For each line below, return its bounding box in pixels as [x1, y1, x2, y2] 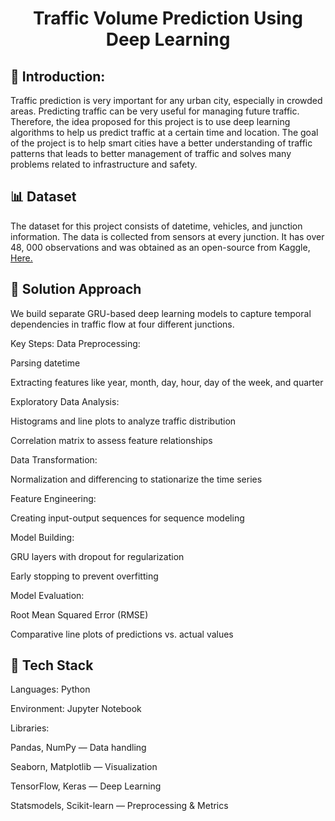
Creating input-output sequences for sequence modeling [10, 512, 245, 524]
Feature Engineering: [10, 492, 97, 504]
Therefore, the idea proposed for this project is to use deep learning [10, 116, 291, 127]
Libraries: [10, 722, 50, 734]
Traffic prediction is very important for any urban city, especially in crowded [10, 95, 323, 106]
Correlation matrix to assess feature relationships [10, 434, 213, 446]
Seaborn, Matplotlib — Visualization [10, 761, 158, 773]
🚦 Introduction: [10, 68, 106, 85]
